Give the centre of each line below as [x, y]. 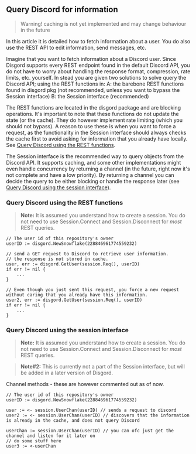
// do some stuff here [34, 441]
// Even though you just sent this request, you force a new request [93, 290]
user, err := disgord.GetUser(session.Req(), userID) [73, 264]
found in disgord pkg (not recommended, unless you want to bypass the [93, 90]
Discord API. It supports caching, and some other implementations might [94, 162]
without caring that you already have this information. [77, 295]
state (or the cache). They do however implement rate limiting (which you [94, 120]
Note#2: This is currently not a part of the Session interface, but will [103, 367]
